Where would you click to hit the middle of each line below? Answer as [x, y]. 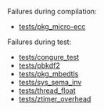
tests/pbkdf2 [39, 65]
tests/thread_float [47, 91]
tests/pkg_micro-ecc [52, 26]
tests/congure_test [49, 57]
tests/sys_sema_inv [50, 82]
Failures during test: [39, 42]
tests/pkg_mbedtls [48, 74]
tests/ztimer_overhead [55, 99]
